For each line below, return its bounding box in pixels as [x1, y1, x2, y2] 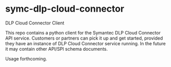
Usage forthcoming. [5, 55, 47, 61]
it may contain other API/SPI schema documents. [5, 46, 108, 52]
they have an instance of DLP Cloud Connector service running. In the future [5, 40, 166, 46]
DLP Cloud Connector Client [5, 20, 65, 26]
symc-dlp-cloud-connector [5, 3, 125, 15]
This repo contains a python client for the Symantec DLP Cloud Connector [5, 29, 161, 36]
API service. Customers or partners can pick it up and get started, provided [5, 35, 163, 41]
